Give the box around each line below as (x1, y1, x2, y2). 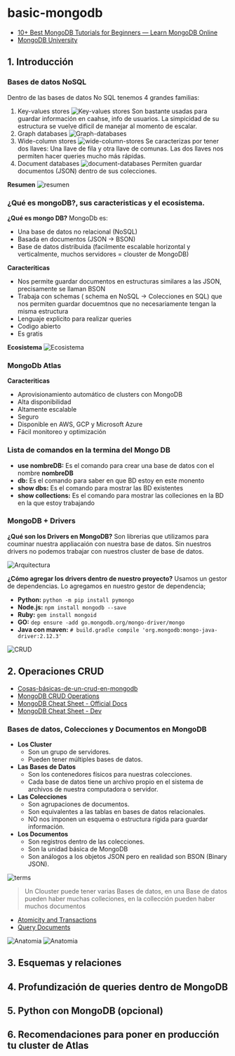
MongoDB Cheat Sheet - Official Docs (17, 699, 128, 708)
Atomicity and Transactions (17, 915, 97, 924)
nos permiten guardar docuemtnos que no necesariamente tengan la (17, 299, 217, 307)
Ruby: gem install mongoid (17, 610, 97, 618)
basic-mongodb (7, 5, 103, 21)
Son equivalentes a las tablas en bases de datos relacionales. (27, 807, 206, 815)
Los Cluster (17, 740, 53, 749)
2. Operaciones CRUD (7, 666, 105, 678)
